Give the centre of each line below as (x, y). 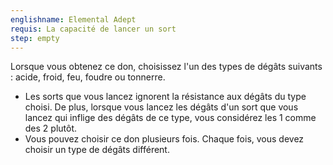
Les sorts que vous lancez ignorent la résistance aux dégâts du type (165, 97)
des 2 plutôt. (51, 128)
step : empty (35, 38)
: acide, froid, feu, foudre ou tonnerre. (88, 77)
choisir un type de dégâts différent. (97, 150)
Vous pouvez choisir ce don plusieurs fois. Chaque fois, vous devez (164, 139)
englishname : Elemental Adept (73, 19)
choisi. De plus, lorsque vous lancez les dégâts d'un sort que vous (161, 107)
